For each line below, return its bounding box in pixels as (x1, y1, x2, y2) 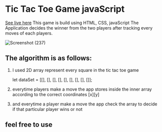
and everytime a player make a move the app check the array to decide (12, 101, 158, 107)
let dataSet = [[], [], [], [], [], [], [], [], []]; (12, 76, 92, 82)
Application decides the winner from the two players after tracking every (5, 25, 153, 31)
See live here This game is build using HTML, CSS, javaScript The (5, 20, 139, 26)
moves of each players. (5, 30, 53, 36)
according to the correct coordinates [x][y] (12, 91, 100, 97)
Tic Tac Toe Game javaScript (5, 3, 125, 15)
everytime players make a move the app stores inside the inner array (12, 86, 152, 92)
